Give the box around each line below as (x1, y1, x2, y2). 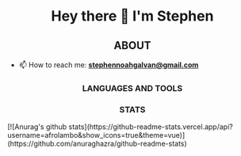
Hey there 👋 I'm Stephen (51, 7, 214, 25)
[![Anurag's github (7, 122, 67, 131)
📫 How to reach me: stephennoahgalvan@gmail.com (18, 60, 199, 70)
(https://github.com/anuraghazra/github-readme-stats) (7, 139, 187, 149)
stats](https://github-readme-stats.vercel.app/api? (68, 122, 233, 131)
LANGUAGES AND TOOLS (82, 82, 183, 93)
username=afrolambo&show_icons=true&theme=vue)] (7, 131, 186, 140)
